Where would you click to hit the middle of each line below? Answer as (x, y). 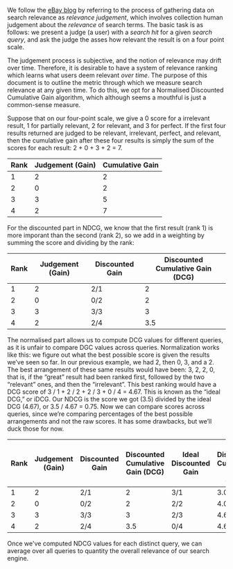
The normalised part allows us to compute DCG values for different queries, (115, 340)
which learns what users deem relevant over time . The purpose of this (107, 75)
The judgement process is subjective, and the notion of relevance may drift (114, 61)
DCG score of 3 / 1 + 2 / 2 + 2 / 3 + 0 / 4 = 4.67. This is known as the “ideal (114, 392)
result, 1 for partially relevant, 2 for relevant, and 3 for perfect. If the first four (116, 126)
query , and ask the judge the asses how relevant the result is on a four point (116, 40)
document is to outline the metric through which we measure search (105, 82)
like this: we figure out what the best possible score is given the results (109, 355)
